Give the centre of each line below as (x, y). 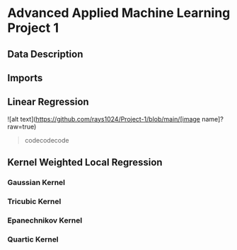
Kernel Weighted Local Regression (85, 163)
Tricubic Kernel (34, 201)
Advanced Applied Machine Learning (119, 13)
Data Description (45, 54)
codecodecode (47, 140)
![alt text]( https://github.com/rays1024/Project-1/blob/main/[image (104, 119)
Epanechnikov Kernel (45, 220)
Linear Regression (48, 102)
